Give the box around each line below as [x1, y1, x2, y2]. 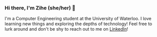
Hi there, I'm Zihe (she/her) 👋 [4, 4, 76, 11]
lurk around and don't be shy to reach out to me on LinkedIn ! [4, 26, 128, 32]
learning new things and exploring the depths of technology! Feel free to [4, 21, 152, 27]
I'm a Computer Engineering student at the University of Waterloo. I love [4, 16, 152, 22]
